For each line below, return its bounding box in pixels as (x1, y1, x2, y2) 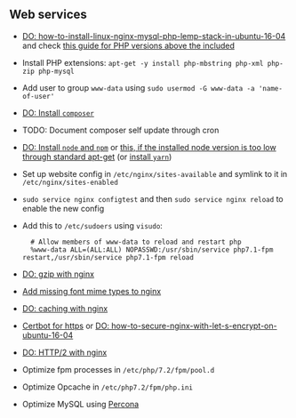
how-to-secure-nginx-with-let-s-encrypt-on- (110, 320, 277, 331)
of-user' (21, 92, 55, 100)
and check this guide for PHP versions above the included (21, 40, 236, 51)
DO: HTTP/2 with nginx (21, 347, 108, 358)
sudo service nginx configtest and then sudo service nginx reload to (21, 193, 284, 204)
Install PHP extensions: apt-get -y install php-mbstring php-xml (21, 57, 264, 68)
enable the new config (21, 203, 105, 213)
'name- (258, 84, 283, 92)
